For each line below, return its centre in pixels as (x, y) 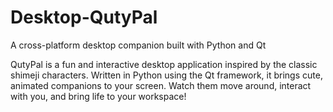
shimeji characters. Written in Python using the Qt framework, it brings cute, (166, 75)
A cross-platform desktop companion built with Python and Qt (138, 45)
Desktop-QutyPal (84, 17)
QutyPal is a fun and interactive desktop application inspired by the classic (164, 64)
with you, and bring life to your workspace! (98, 96)
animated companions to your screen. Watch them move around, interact (161, 85)
